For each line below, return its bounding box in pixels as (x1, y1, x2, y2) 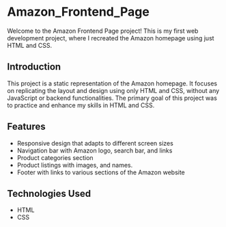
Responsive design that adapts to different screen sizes (16, 139, 174, 147)
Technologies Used (7, 187, 91, 199)
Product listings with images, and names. (16, 161, 133, 169)
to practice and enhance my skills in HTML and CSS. (7, 101, 155, 109)
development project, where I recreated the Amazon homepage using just (7, 34, 214, 42)
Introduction (7, 61, 61, 72)
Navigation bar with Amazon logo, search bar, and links (16, 146, 173, 155)
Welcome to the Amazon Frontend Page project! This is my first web (7, 27, 199, 35)
